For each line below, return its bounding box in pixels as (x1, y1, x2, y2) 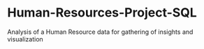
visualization (7, 35, 43, 43)
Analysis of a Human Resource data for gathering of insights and (7, 28, 194, 36)
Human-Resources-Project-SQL (7, 5, 197, 21)
